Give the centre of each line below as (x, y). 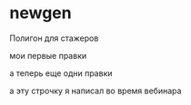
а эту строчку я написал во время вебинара (95, 91)
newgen (40, 13)
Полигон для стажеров (54, 38)
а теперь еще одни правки (61, 73)
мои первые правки (48, 55)
